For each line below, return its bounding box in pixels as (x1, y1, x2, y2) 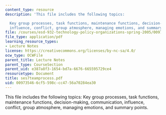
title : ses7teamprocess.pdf (5, 76, 63, 81)
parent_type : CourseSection (5, 62, 63, 67)
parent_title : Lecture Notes (5, 57, 65, 62)
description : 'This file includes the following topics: (5, 12, 125, 17)
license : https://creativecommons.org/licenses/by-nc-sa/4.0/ (5, 48, 136, 53)
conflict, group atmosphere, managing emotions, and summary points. (5, 104, 148, 110)
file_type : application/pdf (5, 35, 63, 39)
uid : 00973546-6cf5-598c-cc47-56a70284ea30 (5, 80, 96, 85)
